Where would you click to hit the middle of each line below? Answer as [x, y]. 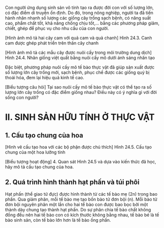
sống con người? [22, 97]
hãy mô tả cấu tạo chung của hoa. [39, 167]
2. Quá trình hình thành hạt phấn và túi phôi [72, 182]
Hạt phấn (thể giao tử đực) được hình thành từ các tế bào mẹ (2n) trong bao [81, 194]
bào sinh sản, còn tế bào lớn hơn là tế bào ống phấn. [58, 220]
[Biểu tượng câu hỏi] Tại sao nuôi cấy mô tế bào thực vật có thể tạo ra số [78, 87]
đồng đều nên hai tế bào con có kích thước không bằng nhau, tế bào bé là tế [82, 215]
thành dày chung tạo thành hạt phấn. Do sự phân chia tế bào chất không [78, 209]
